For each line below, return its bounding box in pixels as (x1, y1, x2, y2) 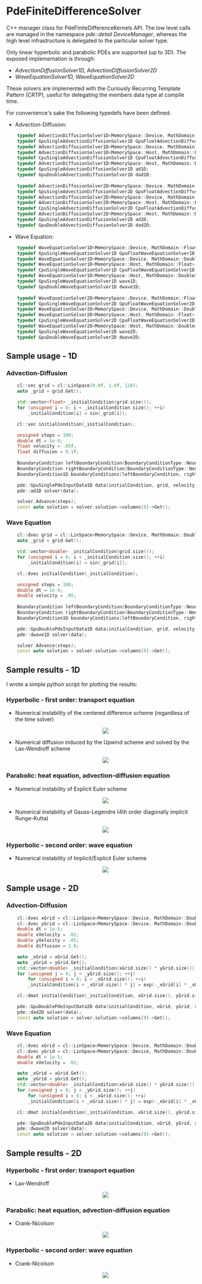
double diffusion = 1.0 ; (17, 943, 79, 949)
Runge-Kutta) (14, 814, 49, 821)
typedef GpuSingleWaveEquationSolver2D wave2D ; (17, 328, 138, 335)
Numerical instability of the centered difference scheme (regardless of (14, 709, 189, 717)
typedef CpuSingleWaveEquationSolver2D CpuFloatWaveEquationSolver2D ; (17, 317, 198, 323)
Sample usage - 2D (6, 884, 79, 894)
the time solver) (14, 715, 54, 723)
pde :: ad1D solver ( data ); (17, 488, 79, 494)
